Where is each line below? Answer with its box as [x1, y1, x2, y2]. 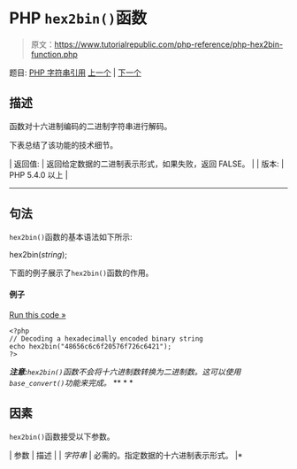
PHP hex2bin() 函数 [9, 8, 148, 28]
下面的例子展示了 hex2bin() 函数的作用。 [9, 267, 154, 278]
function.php [30, 49, 78, 59]
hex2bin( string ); [9, 249, 68, 259]
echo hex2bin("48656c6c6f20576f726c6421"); [9, 342, 172, 350]
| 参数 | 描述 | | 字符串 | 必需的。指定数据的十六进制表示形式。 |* [9, 450, 243, 460]
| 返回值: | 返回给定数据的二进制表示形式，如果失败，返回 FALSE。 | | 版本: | [9, 158, 285, 169]
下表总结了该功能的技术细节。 [9, 139, 118, 150]
